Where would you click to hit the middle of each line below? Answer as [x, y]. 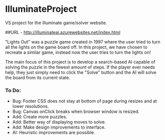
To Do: [13, 90]
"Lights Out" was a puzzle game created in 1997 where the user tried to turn [83, 42]
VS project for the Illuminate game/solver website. [56, 23]
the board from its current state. [38, 77]
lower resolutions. [30, 106]
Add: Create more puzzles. [40, 117]
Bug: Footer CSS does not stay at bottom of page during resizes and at [84, 101]
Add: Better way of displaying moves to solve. [59, 122]
